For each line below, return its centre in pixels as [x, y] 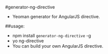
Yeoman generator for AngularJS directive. [56, 16]
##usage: [15, 26]
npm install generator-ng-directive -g [52, 36]
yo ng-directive [28, 41]
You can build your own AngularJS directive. [58, 46]
